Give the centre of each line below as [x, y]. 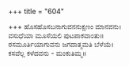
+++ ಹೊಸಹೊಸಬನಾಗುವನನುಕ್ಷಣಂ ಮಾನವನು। [65, 26]
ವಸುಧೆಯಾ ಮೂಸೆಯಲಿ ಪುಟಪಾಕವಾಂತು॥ [56, 35]
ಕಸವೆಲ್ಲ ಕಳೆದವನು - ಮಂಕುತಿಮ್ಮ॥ [47, 53]
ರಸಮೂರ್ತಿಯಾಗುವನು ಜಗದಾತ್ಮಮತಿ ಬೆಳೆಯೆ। [61, 44]
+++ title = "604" [36, 11]
